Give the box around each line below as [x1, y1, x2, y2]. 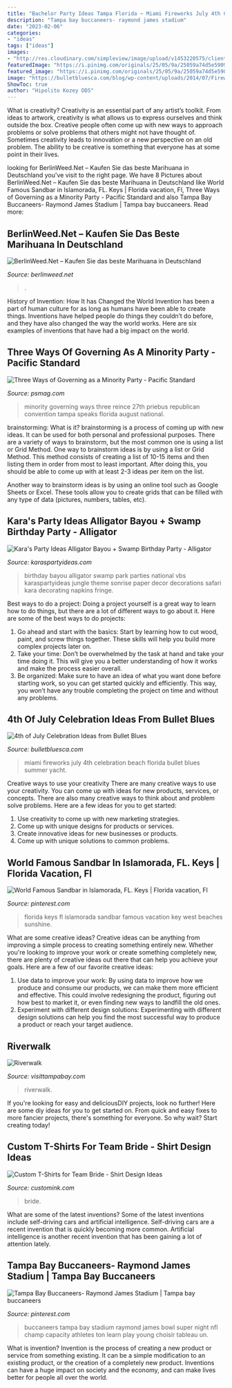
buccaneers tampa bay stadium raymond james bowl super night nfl [23, 1323, 218, 1331]
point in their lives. [7, 150, 60, 159]
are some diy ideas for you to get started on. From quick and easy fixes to [7, 1107, 217, 1114]
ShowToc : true [7, 81, 48, 88]
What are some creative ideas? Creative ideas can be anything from [7, 934, 200, 942]
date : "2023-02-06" [7, 23, 64, 30]
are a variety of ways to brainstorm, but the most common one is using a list [7, 438, 224, 446]
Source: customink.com [7, 1183, 75, 1192]
